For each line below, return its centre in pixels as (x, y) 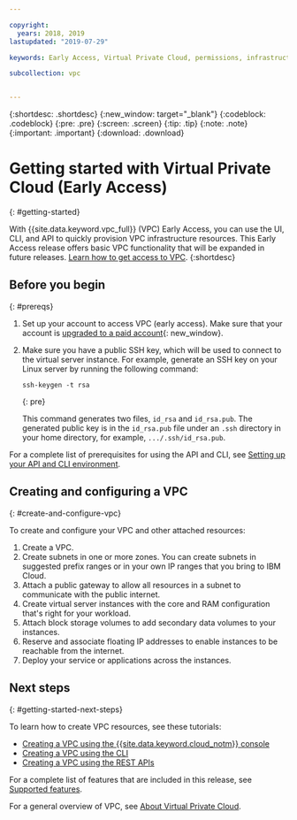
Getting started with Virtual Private (140, 169)
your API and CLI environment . (65, 464)
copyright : (29, 25)
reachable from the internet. (73, 650)
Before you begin (57, 285)
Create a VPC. (48, 547)
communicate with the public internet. (91, 594)
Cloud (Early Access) (88, 188)
